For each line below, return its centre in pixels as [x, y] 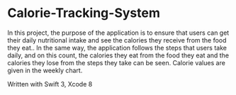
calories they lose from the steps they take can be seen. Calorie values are [116, 62]
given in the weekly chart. [45, 70]
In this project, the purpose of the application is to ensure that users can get [118, 33]
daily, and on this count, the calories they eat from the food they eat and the [118, 55]
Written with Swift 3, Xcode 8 [50, 84]
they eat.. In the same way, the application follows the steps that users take [117, 47]
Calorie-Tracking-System [84, 13]
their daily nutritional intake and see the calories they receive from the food [117, 40]
